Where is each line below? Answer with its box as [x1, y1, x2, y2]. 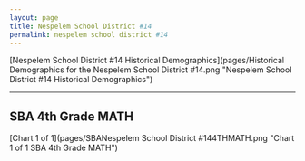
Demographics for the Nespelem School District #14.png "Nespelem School [9, 64, 292, 75]
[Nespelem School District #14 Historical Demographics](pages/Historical [9, 55, 284, 66]
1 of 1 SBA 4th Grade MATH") [9, 142, 118, 154]
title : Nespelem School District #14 [9, 22, 152, 31]
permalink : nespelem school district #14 [9, 30, 169, 39]
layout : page [9, 13, 59, 23]
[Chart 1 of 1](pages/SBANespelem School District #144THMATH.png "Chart [9, 133, 295, 144]
